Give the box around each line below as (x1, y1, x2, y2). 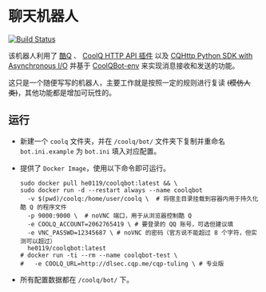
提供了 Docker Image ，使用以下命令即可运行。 (19, 163, 170, 173)
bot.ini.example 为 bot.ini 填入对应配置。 (19, 146, 161, 156)
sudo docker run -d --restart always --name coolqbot (19, 186, 203, 194)
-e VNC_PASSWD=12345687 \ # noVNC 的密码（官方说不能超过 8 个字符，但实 (27, 229, 257, 237)
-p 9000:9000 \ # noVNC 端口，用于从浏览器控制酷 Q (27, 211, 192, 220)
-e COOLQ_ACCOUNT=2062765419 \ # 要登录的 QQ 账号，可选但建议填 (27, 220, 234, 228)
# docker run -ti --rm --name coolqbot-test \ (19, 251, 178, 259)
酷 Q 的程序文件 (19, 203, 67, 211)
